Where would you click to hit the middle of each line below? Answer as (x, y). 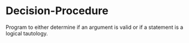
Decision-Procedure (57, 11)
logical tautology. (27, 33)
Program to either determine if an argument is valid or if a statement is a (94, 27)
